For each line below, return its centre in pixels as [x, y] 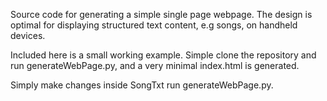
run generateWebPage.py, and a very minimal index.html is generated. [155, 65]
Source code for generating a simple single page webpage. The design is [161, 14]
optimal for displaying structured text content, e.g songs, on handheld [154, 25]
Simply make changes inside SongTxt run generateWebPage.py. [142, 85]
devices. [28, 35]
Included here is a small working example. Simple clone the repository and [163, 55]
